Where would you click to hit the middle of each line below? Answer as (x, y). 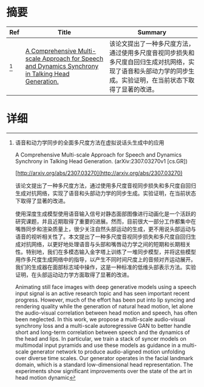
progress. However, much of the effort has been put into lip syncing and (105, 300)
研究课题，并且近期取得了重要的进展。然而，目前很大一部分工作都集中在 (105, 221)
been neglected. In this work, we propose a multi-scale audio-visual (100, 319)
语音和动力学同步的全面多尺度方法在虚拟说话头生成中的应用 (90, 142)
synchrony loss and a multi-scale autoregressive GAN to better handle (103, 325)
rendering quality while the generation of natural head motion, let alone (104, 306)
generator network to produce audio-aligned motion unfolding (107, 352)
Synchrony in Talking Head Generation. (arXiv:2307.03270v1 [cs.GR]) (101, 161)
